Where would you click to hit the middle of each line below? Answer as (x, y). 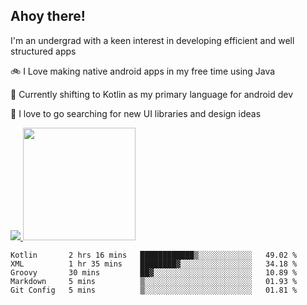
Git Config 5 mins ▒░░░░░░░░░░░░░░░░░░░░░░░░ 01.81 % (154, 290)
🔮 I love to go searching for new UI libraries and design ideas (136, 113)
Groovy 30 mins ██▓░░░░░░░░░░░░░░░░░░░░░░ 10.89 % (154, 272)
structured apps (43, 51)
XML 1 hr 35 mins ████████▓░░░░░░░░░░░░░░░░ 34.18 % (154, 264)
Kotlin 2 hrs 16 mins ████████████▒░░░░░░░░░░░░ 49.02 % (154, 255)
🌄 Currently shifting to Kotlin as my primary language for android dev (152, 94)
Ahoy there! (48, 16)
